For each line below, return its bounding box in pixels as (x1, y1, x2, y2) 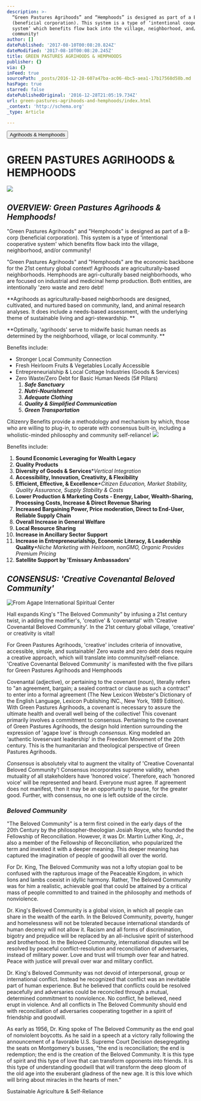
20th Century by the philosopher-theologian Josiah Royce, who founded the (7, 826, 194, 834)
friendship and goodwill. (7, 1014, 66, 1021)
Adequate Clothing (24, 394, 73, 401)
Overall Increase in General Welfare (15, 518, 106, 525)
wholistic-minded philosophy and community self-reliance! (7, 431, 151, 439)
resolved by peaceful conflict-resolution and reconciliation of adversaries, (7, 945, 188, 952)
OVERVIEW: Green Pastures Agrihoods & (7, 202, 162, 212)
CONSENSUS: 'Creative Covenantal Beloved (7, 574, 175, 584)
